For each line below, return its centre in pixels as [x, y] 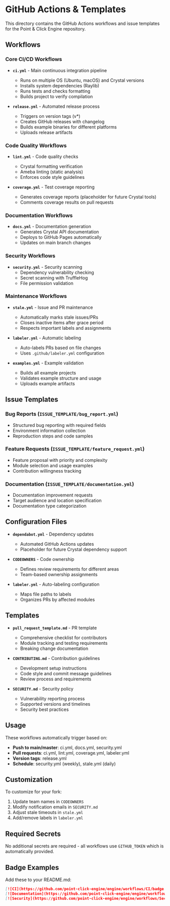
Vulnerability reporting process [52, 698]
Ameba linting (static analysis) [52, 172]
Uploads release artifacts [46, 132]
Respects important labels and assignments [66, 328]
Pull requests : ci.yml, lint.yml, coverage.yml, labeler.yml [71, 753]
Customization [29, 779]
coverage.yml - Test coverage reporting [54, 187]
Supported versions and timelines [55, 704]
